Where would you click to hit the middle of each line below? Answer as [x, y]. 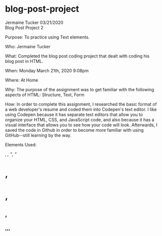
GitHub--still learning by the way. [38, 135]
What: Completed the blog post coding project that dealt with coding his [77, 56]
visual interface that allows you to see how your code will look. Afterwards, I [81, 125]
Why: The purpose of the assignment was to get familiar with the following [80, 89]
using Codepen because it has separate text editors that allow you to [74, 114]
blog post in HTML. [24, 61]
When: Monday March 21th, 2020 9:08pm [47, 70]
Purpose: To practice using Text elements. [47, 37]
